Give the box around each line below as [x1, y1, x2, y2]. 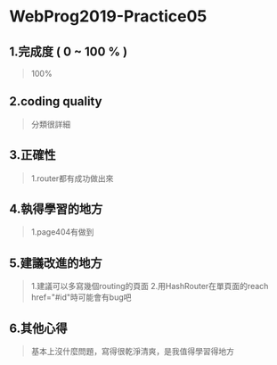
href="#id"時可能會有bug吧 [30, 292, 132, 303]
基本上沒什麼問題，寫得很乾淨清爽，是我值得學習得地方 [30, 346, 234, 357]
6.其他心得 [9, 320, 69, 336]
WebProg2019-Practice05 [9, 6, 208, 27]
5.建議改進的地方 [9, 255, 102, 270]
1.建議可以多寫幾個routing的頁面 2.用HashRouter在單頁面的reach [30, 281, 269, 292]
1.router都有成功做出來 [30, 172, 114, 184]
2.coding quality [9, 94, 102, 109]
